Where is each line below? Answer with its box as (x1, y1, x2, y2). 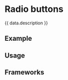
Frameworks (4, 68, 45, 77)
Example (4, 34, 32, 43)
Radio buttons (4, 3, 64, 15)
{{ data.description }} (4, 20, 48, 26)
